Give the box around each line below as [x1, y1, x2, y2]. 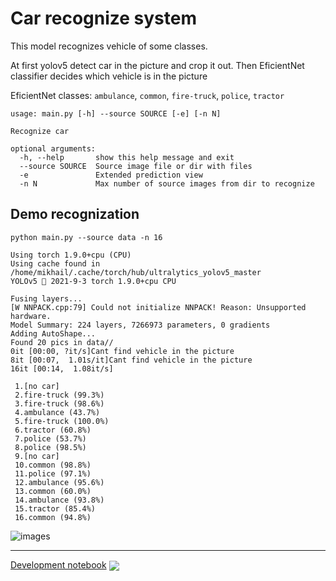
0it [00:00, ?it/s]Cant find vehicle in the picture [10, 346, 235, 356]
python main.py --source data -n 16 [10, 232, 163, 242]
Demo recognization [10, 206, 140, 223]
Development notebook [10, 558, 107, 571]
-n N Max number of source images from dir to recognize [19, 178, 315, 189]
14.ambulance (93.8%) [14, 495, 105, 505]
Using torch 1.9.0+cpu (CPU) [10, 250, 132, 260]
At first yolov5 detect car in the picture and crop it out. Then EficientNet [10, 59, 305, 71]
